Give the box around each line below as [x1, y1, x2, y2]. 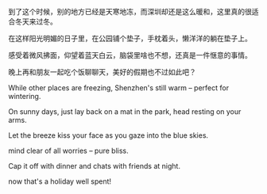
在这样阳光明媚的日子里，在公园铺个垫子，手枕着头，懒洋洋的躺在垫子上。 [8, 34, 252, 43]
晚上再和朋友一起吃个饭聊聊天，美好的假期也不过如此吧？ [8, 67, 196, 77]
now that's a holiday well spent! [8, 177, 112, 186]
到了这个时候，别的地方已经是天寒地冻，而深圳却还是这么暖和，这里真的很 [8, 7, 252, 16]
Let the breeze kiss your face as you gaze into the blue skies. [8, 131, 209, 140]
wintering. [8, 92, 41, 101]
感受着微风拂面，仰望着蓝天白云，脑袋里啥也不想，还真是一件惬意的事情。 [8, 51, 252, 59]
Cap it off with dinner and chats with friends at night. [8, 162, 181, 170]
